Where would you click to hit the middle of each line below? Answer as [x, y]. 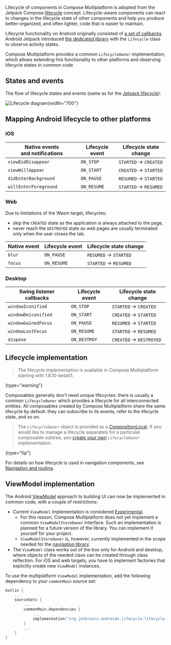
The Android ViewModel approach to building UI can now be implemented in [85, 496]
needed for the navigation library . [55, 544]
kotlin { [15, 590]
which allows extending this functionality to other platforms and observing [83, 60]
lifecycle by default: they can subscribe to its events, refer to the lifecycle [82, 411]
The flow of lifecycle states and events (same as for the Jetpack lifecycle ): [83, 93]
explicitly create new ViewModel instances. [56, 566]
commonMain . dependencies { [52, 609]
